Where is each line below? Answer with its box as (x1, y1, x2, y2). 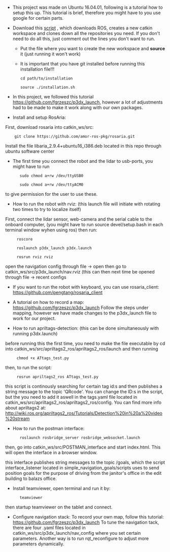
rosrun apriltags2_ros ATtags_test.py (16, 374, 99, 379)
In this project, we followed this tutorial (12, 94, 94, 99)
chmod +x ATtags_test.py (16, 356, 70, 361)
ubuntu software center (5, 148, 55, 154)
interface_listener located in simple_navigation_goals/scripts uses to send (5, 465, 159, 471)
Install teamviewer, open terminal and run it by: (12, 486, 111, 491)
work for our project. (12, 316, 56, 321)
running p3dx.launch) (12, 331, 58, 336)
